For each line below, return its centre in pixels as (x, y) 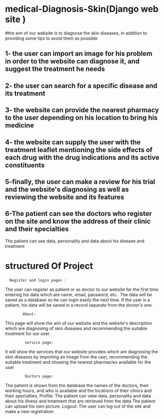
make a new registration (29, 411)
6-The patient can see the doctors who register (79, 214)
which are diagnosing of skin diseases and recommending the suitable (76, 328)
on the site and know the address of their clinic (78, 222)
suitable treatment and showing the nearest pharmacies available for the (78, 362)
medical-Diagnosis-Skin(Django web (82, 9)
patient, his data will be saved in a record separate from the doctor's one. (79, 305)
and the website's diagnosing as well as (67, 189)
